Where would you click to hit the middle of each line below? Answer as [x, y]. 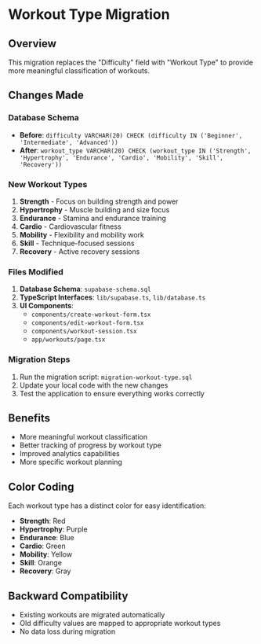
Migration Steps [39, 359]
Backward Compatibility [68, 596]
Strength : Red [42, 521]
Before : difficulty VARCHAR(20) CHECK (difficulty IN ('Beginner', [131, 134]
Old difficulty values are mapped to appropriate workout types [120, 624]
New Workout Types [48, 184]
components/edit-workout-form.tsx [87, 323]
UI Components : [47, 306]
